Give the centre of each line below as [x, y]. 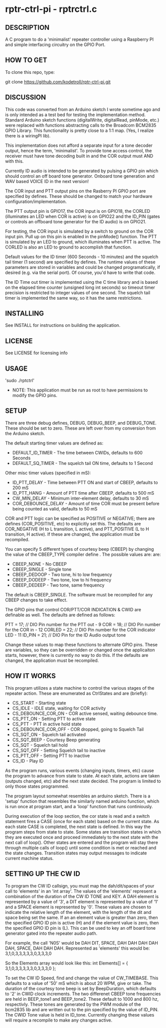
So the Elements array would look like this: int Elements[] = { [67, 963]
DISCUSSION [26, 97]
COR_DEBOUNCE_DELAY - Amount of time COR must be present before [86, 503]
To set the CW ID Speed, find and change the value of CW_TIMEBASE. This [82, 978]
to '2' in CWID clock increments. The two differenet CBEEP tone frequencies [83, 994]
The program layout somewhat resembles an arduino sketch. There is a [78, 796]
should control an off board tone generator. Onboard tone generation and [80, 176]
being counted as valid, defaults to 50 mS [55, 509]
